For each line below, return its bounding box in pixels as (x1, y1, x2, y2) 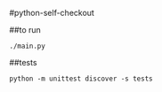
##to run (9, 25, 42, 34)
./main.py (9, 42, 46, 50)
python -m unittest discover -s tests (9, 74, 153, 83)
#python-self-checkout (9, 8, 95, 18)
